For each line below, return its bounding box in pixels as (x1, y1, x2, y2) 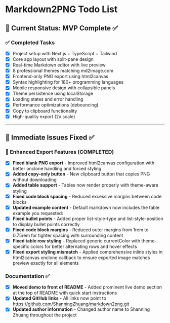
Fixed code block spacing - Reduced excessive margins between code (12, 193, 162, 199)
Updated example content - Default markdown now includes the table (12, 204, 160, 210)
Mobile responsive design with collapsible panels (12, 85, 115, 91)
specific (12, 243, 29, 249)
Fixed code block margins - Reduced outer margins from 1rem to (12, 227, 149, 233)
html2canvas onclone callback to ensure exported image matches (12, 255, 150, 261)
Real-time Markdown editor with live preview (12, 62, 106, 68)
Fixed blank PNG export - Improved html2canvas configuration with (12, 160, 155, 166)
